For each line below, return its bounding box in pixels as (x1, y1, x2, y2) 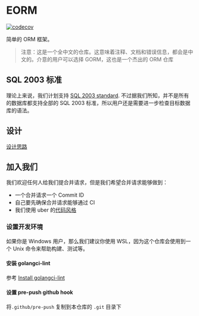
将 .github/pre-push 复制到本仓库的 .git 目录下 (6, 303, 122, 311)
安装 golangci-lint (6, 260, 51, 267)
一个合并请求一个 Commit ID (14, 191, 85, 199)
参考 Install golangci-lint (6, 274, 66, 281)
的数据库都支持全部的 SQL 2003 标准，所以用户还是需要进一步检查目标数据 (6, 99, 191, 106)
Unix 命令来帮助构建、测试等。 (13, 245, 88, 252)
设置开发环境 (6, 223, 43, 231)
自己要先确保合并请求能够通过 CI (14, 199, 95, 206)
